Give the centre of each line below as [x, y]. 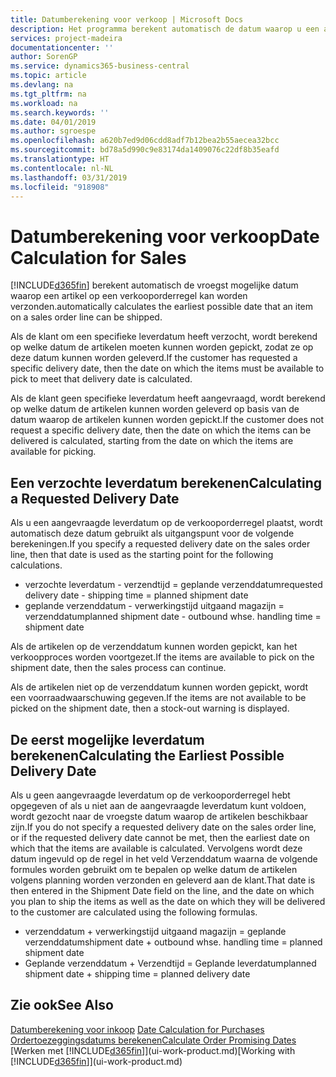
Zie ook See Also [62, 1005]
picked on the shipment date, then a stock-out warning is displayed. [150, 708]
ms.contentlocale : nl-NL [62, 168]
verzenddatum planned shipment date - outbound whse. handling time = [173, 617]
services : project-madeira [66, 38]
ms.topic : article [48, 76]
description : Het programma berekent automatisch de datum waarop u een [165, 29]
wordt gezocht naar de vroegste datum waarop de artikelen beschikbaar [159, 816]
